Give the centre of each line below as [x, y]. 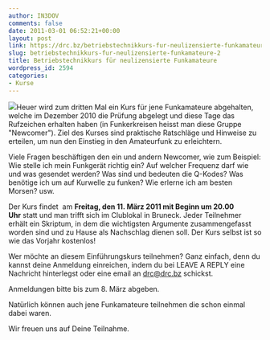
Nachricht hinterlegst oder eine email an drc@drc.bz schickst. [111, 273]
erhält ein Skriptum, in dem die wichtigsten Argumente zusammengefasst [130, 223]
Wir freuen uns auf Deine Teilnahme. [69, 328]
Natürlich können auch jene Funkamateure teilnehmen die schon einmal [127, 304]
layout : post [30, 38]
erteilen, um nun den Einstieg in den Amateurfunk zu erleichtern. [115, 141]
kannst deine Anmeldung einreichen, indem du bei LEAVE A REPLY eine [127, 264]
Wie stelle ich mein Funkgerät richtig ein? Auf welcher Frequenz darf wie [129, 165]
